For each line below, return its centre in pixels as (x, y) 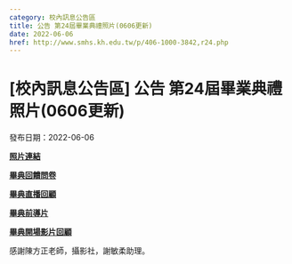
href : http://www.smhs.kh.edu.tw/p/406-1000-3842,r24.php (119, 42)
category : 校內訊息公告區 (53, 17)
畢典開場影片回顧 (41, 232)
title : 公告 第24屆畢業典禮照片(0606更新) (81, 26)
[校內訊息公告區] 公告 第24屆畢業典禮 (146, 89)
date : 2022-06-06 (41, 34)
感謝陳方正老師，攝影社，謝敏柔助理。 (79, 251)
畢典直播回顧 (32, 194)
